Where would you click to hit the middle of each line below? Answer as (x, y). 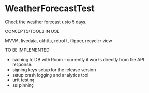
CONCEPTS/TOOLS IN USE (32, 31)
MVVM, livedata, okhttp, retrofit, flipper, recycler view (59, 40)
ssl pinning (23, 85)
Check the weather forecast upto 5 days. (46, 22)
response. (22, 64)
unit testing (23, 80)
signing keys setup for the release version (54, 70)
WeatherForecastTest (50, 8)
